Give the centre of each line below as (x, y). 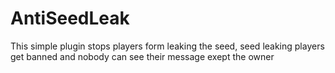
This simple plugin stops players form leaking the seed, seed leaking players (167, 46)
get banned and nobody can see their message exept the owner (142, 56)
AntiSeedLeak (70, 18)
